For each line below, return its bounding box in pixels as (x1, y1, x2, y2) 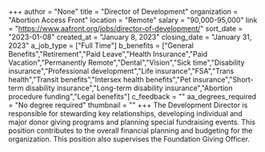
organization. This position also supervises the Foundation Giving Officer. (8, 134, 251, 143)
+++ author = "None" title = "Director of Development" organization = (8, 7, 239, 16)
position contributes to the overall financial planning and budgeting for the (8, 126, 253, 135)
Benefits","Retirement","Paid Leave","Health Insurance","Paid (8, 50, 208, 58)
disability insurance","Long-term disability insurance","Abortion (25, 83, 234, 93)
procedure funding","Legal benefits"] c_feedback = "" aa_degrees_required (8, 92, 257, 101)
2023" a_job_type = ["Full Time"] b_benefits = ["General (8, 41, 194, 50)
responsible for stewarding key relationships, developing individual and (8, 109, 243, 118)
